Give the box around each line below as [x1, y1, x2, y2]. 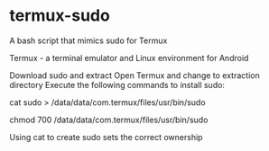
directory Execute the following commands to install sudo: [9, 79, 226, 90]
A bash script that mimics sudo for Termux [9, 35, 168, 46]
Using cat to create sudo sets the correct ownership [9, 131, 203, 142]
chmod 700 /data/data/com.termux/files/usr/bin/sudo [9, 114, 209, 125]
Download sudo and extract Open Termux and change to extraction [9, 69, 260, 81]
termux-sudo [9, 5, 110, 26]
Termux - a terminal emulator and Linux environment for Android [9, 52, 249, 63]
